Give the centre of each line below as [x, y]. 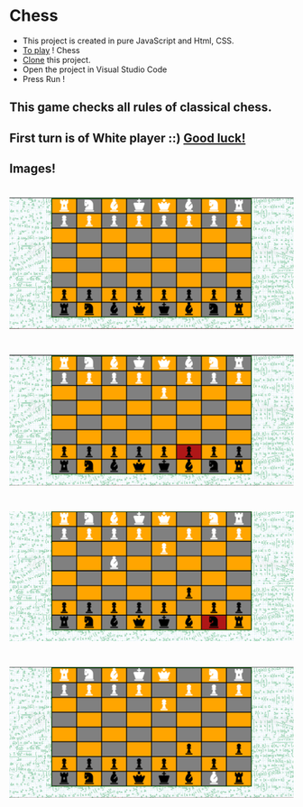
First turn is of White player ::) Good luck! [128, 138]
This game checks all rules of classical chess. [141, 108]
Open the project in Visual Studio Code [95, 69]
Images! [32, 169]
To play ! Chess [51, 50]
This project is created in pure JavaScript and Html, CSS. [128, 41]
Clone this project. [56, 60]
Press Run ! [44, 78]
